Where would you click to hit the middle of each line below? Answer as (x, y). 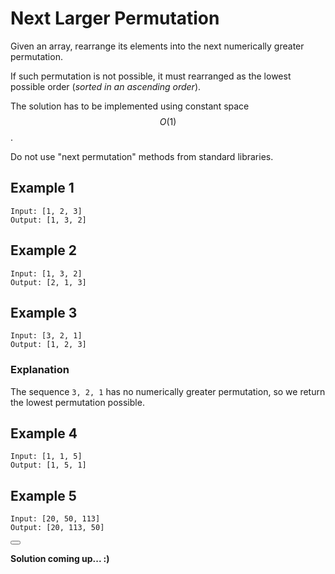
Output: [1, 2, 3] (48, 345)
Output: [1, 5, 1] (48, 465)
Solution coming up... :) (60, 559)
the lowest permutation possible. (77, 402)
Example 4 (44, 433)
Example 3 (44, 312)
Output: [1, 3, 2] (48, 220)
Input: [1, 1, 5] (46, 457)
